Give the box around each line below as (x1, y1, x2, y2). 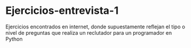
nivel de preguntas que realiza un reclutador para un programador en (5, 29, 172, 36)
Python (5, 35, 23, 42)
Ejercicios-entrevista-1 (5, 4, 119, 17)
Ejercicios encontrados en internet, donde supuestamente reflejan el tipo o (5, 23, 185, 30)
